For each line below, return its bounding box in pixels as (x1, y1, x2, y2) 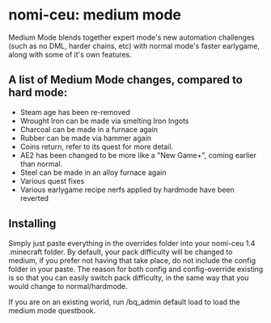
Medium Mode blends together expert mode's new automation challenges (8, 32, 255, 42)
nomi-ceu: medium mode (8, 6, 182, 24)
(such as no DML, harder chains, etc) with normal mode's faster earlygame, (8, 40, 260, 50)
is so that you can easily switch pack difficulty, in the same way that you (8, 273, 249, 283)
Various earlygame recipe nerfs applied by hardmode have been (19, 185, 235, 194)
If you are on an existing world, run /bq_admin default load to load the (8, 297, 240, 307)
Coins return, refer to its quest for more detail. (19, 142, 174, 151)
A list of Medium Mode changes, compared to (8, 73, 243, 87)
